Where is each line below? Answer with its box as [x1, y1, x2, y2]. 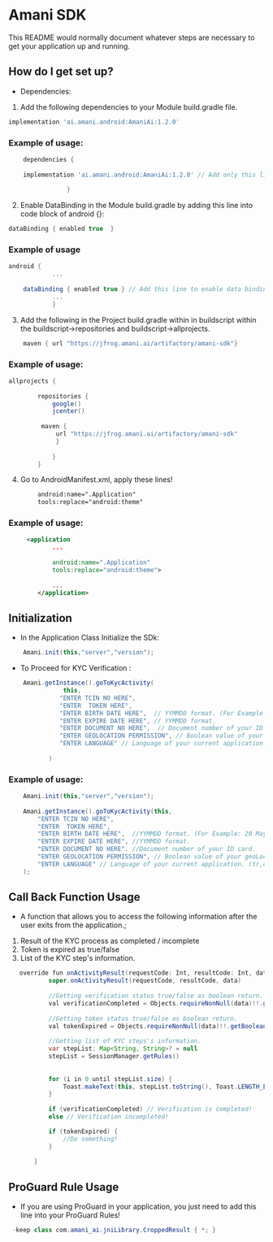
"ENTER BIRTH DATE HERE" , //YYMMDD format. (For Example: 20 [37, 830, 253, 838]
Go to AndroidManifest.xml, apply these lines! [19, 475, 173, 484]
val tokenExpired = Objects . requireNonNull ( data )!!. [48, 1022, 231, 1030]
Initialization [8, 611, 73, 625]
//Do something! [63, 1135, 118, 1143]
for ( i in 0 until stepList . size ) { [48, 1075, 173, 1083]
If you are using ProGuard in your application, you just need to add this [19, 1201, 257, 1212]
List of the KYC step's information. [19, 953, 136, 963]
